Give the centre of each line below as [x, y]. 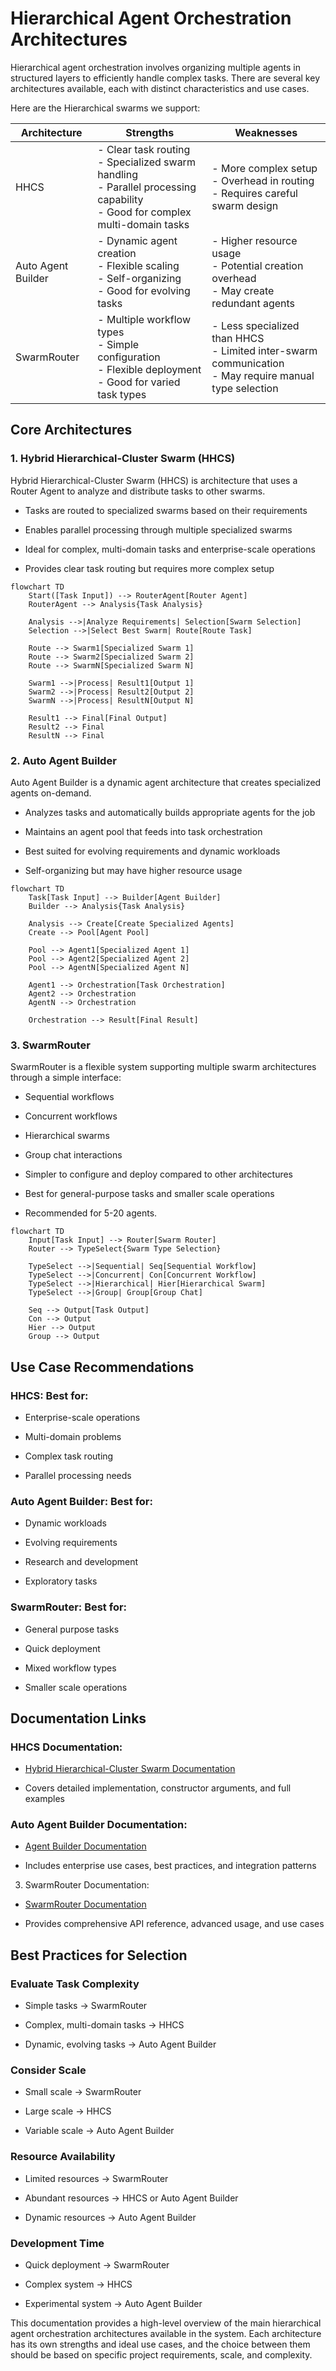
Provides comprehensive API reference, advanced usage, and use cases [174, 1924]
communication [248, 363]
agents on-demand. [51, 793]
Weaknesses [266, 132]
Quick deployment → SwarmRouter [97, 2265]
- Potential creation [257, 265]
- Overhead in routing [263, 180]
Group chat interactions [73, 1155]
